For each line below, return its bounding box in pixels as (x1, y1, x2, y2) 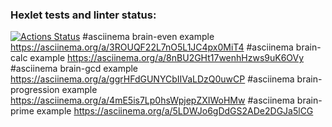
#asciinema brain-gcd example (10, 63, 139, 75)
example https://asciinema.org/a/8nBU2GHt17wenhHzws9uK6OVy (29, 52, 305, 64)
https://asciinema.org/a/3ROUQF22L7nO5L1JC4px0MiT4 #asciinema (10, 41, 294, 53)
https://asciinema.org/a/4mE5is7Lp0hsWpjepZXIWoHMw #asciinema (10, 94, 295, 107)
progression (10, 84, 60, 96)
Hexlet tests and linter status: (10, 8, 157, 22)
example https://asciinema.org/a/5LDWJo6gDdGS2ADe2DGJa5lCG (36, 105, 314, 117)
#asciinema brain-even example (82, 31, 215, 43)
